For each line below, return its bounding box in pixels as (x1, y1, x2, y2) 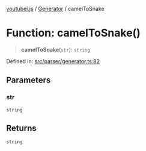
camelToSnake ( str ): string (20, 46, 90, 53)
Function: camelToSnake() (6, 26, 141, 40)
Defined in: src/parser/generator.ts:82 (6, 57, 100, 65)
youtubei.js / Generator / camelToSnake (6, 5, 105, 12)
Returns (6, 123, 37, 134)
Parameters (6, 75, 51, 85)
